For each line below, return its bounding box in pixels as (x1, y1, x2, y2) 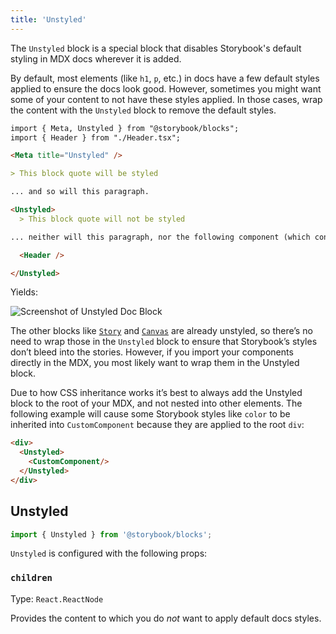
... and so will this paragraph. (10, 187, 150, 197)
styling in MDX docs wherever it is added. (10, 52, 182, 65)
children (10, 572, 53, 584)
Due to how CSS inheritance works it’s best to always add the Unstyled (10, 387, 303, 399)
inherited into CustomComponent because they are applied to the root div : (10, 419, 305, 431)
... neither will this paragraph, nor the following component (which (10, 232, 311, 242)
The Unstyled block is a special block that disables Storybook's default (10, 42, 302, 54)
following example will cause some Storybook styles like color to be (10, 408, 291, 420)
